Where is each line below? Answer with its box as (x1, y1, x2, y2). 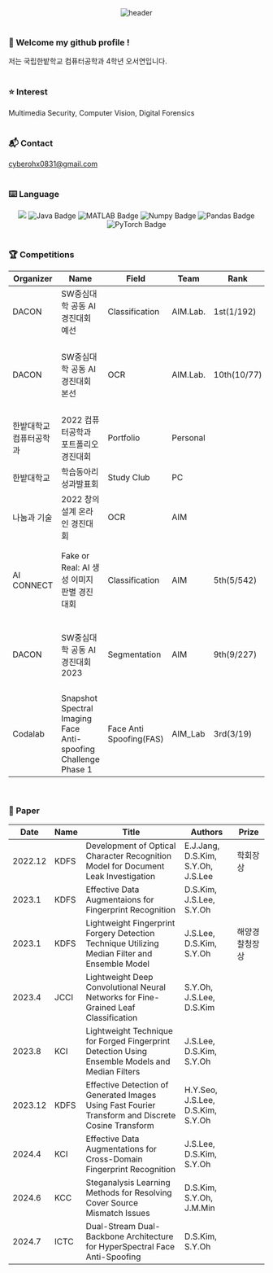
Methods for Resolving (85, 1187, 172, 1198)
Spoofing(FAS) (107, 733, 164, 745)
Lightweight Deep (85, 971, 154, 982)
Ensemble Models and (85, 1056, 171, 1067)
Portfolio (107, 432, 141, 444)
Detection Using (85, 1045, 148, 1056)
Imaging (60, 713, 92, 724)
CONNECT (12, 580, 54, 591)
